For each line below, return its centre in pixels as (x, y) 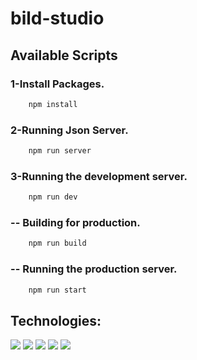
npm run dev (53, 197)
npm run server (60, 151)
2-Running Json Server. (69, 130)
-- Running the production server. (94, 269)
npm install (53, 104)
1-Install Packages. (57, 84)
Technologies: (56, 320)
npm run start (57, 290)
